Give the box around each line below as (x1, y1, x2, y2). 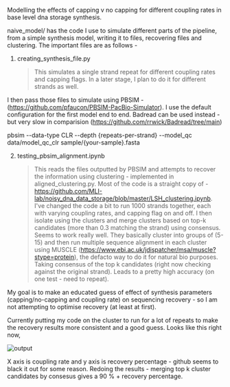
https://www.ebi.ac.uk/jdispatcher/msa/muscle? (80, 246, 216, 253)
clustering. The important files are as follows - (7, 41, 138, 49)
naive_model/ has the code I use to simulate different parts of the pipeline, (7, 27, 218, 34)
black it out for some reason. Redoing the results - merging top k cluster (7, 365, 211, 373)
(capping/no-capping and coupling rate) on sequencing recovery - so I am (7, 295, 218, 304)
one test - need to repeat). (34, 275, 109, 283)
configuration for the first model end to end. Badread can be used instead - (7, 110, 220, 118)
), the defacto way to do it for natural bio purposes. (73, 253, 218, 261)
